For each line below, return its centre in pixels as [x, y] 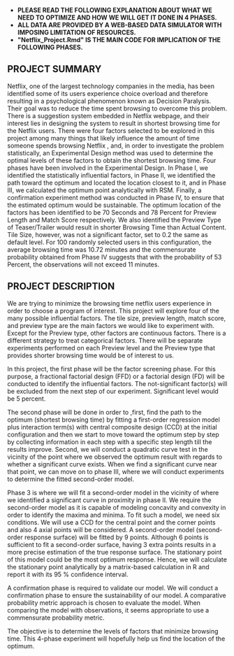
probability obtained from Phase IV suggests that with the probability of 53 [115, 257]
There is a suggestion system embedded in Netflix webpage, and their [108, 115]
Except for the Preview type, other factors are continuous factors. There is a [117, 333]
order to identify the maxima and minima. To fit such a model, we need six [114, 515]
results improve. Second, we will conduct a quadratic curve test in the [108, 449]
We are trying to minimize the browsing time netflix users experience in [109, 303]
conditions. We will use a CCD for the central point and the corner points [111, 522]
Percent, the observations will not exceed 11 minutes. [83, 264]
